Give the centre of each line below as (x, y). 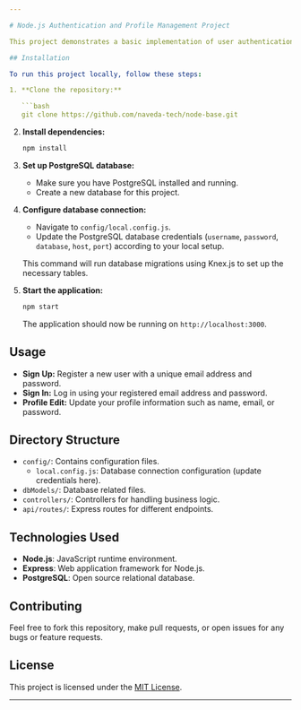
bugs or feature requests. (56, 637)
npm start (41, 307)
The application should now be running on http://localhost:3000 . (144, 324)
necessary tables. (55, 273)
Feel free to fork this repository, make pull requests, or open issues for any (147, 628)
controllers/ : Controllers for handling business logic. (121, 499)
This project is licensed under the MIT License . (96, 687)
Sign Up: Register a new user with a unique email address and (137, 374)
